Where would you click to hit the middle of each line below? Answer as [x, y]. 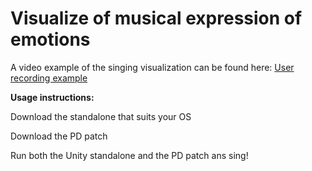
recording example [49, 78]
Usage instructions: [52, 97]
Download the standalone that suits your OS [101, 116]
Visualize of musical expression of [156, 18]
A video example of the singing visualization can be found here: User [152, 67]
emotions [50, 39]
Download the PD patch [59, 136]
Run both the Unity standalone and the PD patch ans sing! [129, 155]
